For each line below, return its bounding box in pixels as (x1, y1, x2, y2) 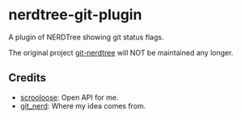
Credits (8, 71, 47, 85)
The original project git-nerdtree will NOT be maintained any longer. (8, 47, 234, 57)
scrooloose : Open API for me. (19, 92, 119, 102)
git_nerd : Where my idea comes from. (19, 101, 146, 110)
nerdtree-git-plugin (8, 6, 142, 24)
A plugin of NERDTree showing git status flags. (8, 32, 164, 42)
